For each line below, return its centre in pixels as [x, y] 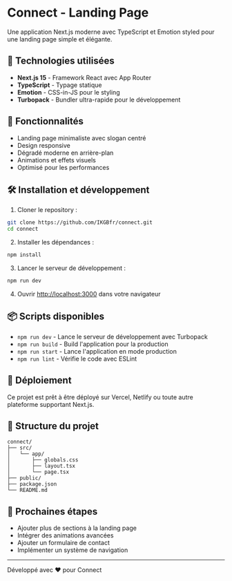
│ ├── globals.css [43, 460]
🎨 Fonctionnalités [46, 121]
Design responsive [44, 145]
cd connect [23, 229]
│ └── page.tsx [38, 472]
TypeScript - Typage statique [59, 85]
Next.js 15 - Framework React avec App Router [84, 77]
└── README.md [28, 490]
